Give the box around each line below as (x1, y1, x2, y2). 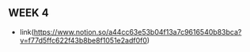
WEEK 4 (8, 6, 49, 20)
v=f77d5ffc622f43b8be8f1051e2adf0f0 (19, 35, 148, 45)
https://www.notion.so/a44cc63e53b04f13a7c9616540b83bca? (33, 27, 242, 36)
